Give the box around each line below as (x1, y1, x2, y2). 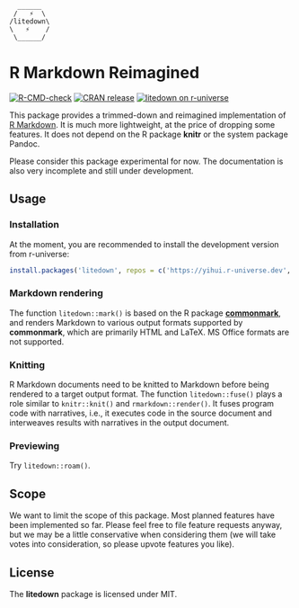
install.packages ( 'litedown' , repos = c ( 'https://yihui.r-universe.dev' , (9, 265, 292, 275)
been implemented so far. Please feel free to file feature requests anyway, (9, 520, 283, 531)
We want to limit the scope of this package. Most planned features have (9, 510, 276, 521)
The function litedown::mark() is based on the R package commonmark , (9, 308, 281, 318)
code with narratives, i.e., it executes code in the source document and (9, 407, 272, 419)
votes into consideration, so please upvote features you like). (9, 539, 235, 550)
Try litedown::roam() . (9, 460, 92, 471)
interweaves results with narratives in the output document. (9, 417, 230, 428)
